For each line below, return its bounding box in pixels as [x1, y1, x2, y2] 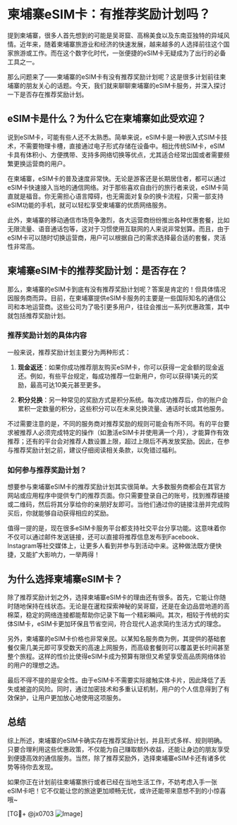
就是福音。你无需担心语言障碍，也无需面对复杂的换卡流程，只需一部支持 [13, 192, 224, 200]
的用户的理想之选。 [7, 661, 63, 669]
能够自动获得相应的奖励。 [37, 509, 113, 518]
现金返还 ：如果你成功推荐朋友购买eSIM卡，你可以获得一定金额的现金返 [17, 362, 224, 371]
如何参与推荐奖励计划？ [7, 465, 87, 475]
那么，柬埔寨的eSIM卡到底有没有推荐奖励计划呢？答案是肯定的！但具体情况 [7, 285, 226, 293]
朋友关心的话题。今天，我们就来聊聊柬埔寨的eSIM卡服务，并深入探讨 [25, 81, 226, 90]
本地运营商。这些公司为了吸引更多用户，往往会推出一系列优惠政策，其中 [19, 302, 230, 311]
